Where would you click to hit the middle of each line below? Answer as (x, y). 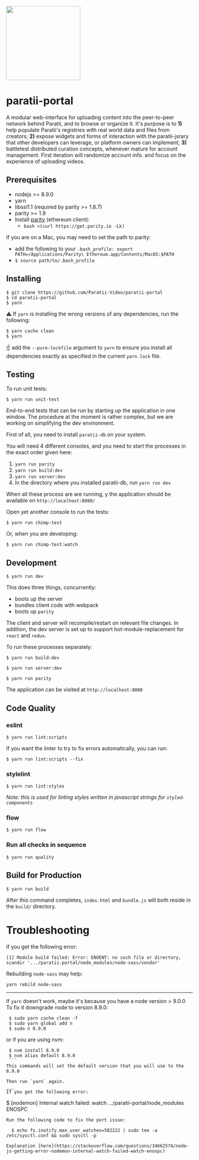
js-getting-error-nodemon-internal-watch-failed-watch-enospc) (86, 1151)
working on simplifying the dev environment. (60, 423)
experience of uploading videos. (46, 161)
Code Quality (31, 708)
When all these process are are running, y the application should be (89, 494)
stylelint (18, 774)
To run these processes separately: (49, 647)
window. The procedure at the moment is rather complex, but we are (90, 417)
